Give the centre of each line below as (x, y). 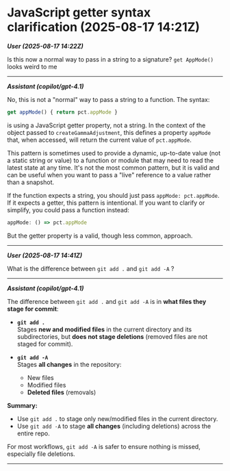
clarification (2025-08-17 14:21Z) (104, 27)
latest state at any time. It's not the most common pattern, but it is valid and (114, 167)
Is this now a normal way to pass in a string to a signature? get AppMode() (111, 59)
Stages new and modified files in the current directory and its (104, 329)
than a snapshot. (31, 182)
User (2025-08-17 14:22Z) (45, 46)
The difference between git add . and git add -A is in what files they (107, 301)
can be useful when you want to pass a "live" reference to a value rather (109, 175)
